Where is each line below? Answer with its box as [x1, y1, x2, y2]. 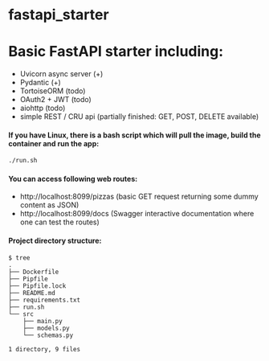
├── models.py [22, 324, 70, 332]
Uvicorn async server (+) [19, 69, 104, 79]
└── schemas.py [22, 331, 74, 339]
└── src [8, 310, 35, 318]
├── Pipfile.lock [8, 281, 67, 290]
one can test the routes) [19, 217, 100, 227]
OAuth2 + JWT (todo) [19, 95, 92, 105]
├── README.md [8, 289, 56, 297]
